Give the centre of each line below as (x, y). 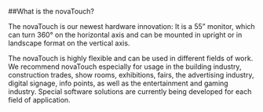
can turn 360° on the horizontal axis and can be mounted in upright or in (125, 35)
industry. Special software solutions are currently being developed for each (130, 92)
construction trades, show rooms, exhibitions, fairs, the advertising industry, (131, 75)
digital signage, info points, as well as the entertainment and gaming (119, 83)
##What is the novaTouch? (51, 11)
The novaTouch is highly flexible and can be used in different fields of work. (131, 58)
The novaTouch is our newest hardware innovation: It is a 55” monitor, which (131, 26)
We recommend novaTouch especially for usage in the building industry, (125, 67)
